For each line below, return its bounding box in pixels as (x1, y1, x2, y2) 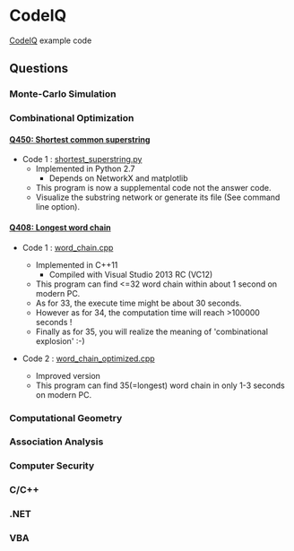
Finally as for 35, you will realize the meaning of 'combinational (35, 326, 269, 337)
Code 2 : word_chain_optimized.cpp (22, 353, 155, 364)
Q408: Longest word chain (9, 221, 111, 233)
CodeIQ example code (9, 35, 92, 46)
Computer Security (9, 460, 95, 472)
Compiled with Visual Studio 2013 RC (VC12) (48, 269, 213, 280)
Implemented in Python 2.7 (35, 163, 135, 175)
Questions (9, 61, 69, 76)
